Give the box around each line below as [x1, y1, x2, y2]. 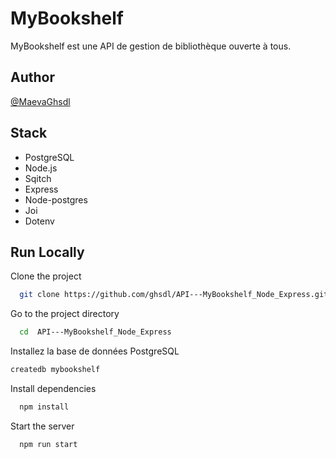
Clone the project [10, 270, 82, 282]
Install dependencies [10, 383, 97, 394]
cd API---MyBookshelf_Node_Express [19, 327, 172, 337]
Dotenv [24, 215, 55, 227]
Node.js [24, 162, 58, 174]
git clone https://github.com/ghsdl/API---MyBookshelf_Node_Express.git [19, 290, 329, 300]
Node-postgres [24, 193, 88, 206]
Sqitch [24, 172, 52, 184]
